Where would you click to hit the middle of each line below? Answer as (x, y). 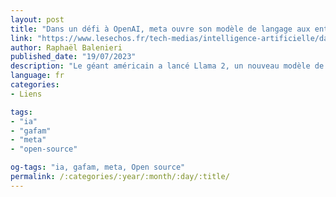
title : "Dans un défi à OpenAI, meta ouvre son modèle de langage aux (160, 29)
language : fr (37, 76)
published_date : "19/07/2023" (73, 57)
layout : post (37, 19)
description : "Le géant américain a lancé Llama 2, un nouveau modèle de (167, 66)
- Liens (26, 94)
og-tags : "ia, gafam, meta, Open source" (98, 167)
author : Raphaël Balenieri (66, 47)
